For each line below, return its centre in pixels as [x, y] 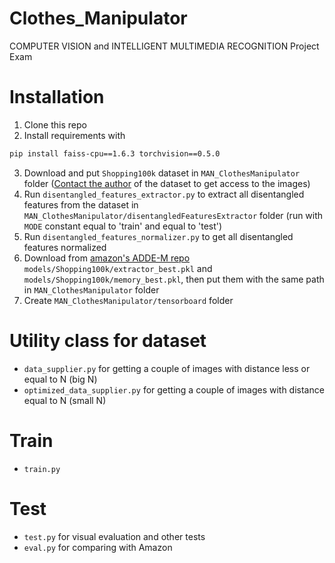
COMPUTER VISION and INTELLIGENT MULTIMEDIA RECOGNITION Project [164, 46]
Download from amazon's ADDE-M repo [107, 258]
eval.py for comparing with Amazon [98, 547]
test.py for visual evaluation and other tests [114, 536]
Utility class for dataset [108, 340]
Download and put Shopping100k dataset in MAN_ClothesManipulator [162, 173]
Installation [57, 97]
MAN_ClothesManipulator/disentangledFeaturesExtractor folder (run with [173, 215]
